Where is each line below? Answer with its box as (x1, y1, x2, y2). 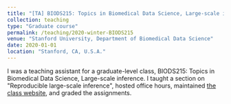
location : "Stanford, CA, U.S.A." (7, 49, 107, 55)
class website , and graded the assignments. (7, 88, 132, 96)
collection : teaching (7, 16, 69, 23)
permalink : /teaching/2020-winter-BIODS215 (7, 29, 134, 36)
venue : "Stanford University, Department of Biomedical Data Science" (7, 36, 214, 42)
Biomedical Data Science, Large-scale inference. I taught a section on (7, 74, 205, 82)
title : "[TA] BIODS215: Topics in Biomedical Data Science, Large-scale (7, 10, 220, 17)
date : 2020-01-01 (7, 42, 57, 49)
